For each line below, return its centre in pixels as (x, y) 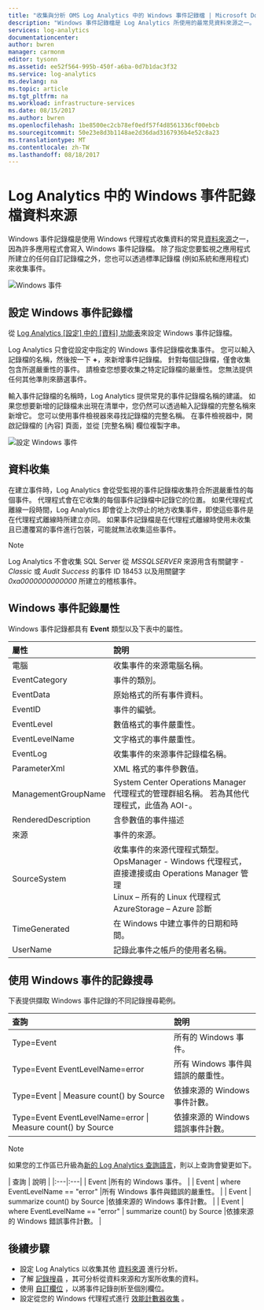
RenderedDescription (51, 819)
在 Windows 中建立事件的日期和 (172, 923)
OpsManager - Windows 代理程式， (180, 861)
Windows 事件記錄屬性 (64, 609)
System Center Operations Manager (179, 782)
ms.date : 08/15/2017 (42, 111)
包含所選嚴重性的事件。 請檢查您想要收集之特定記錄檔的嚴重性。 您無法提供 (130, 369)
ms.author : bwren (37, 118)
